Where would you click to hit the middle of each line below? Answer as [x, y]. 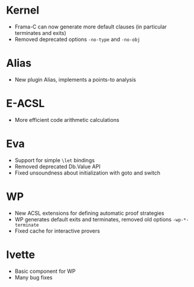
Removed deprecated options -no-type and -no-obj [77, 39]
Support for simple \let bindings [55, 160]
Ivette [21, 254]
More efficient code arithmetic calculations [67, 120]
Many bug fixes [34, 277]
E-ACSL [25, 104]
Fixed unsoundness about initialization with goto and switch [88, 173]
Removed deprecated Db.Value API [57, 166]
